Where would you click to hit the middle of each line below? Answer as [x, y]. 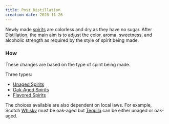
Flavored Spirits [29, 95]
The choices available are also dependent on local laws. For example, [79, 105]
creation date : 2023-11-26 [34, 15]
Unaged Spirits [28, 84]
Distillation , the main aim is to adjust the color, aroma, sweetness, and [79, 35]
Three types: [19, 74]
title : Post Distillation [33, 10]
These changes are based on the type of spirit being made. [68, 64]
